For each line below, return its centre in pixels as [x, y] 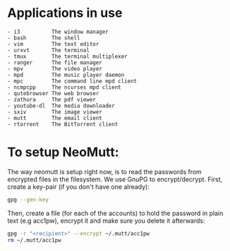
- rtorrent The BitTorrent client [63, 124]
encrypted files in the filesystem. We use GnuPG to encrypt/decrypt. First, [115, 179]
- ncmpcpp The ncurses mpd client [64, 87]
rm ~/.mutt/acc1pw [34, 240]
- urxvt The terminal [49, 50]
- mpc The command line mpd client [72, 81]
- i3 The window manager [58, 32]
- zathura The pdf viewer [52, 99]
